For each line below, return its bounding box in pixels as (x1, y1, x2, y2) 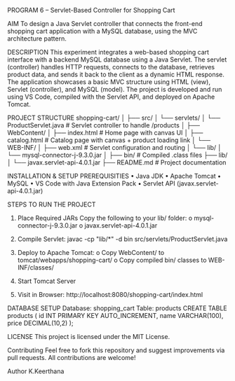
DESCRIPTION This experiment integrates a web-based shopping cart (7, 48, 209, 56)
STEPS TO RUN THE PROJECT (7, 200, 96, 209)
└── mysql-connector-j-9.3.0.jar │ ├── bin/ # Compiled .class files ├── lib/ (7, 151, 228, 159)
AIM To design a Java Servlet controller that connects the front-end (7, 20, 203, 27)
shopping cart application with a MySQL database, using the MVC (7, 27, 198, 35)
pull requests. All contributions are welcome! (7, 354, 136, 361)
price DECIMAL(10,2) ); (7, 319, 74, 327)
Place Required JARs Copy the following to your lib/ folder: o (17, 214, 193, 222)
